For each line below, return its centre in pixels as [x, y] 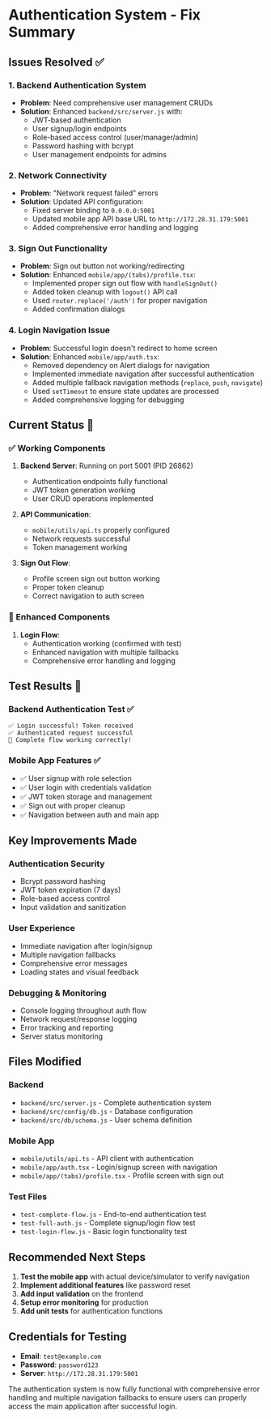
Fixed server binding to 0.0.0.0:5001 [93, 210]
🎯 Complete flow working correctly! [70, 740]
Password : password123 [59, 1365]
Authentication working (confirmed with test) [107, 643]
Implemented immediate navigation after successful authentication [143, 374]
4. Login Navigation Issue [59, 330]
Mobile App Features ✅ [55, 761]
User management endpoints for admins [100, 154]
